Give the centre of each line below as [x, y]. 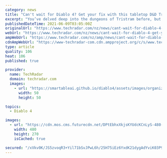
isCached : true [30, 139]
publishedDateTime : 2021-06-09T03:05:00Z [49, 24]
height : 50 [30, 98]
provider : [15, 70]
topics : [13, 107]
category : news [21, 10]
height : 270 [26, 134]
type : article [20, 47]
